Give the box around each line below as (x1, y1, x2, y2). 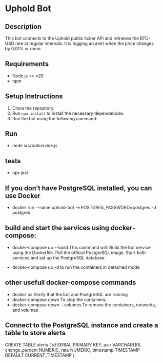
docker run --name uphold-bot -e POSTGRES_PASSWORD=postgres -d (12, 205, 156, 211)
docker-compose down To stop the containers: (12, 297, 107, 302)
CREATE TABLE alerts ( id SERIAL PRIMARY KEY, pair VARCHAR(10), (5, 342, 142, 347)
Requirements (5, 60, 49, 68)
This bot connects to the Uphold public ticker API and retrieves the (5, 35, 139, 41)
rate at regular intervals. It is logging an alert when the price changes (15, 41, 154, 46)
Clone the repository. (12, 105, 55, 111)
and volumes (12, 307, 38, 313)
